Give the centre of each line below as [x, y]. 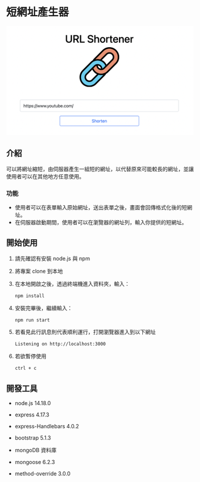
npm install [29, 296]
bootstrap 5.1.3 [33, 438]
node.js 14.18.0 [33, 403]
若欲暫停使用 [30, 356]
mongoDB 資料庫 [35, 450]
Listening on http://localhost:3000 [60, 344]
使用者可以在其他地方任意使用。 [45, 176]
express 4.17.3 [32, 415]
